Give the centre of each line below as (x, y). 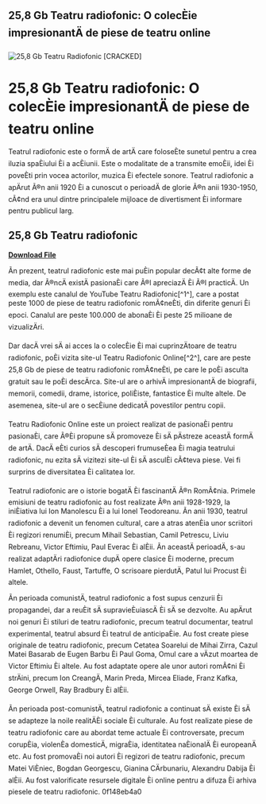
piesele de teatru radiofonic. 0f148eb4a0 (75, 791)
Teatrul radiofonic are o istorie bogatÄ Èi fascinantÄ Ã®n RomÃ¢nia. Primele (132, 490)
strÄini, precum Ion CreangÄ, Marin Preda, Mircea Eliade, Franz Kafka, (123, 678)
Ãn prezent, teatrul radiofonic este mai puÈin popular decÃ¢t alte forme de (130, 270)
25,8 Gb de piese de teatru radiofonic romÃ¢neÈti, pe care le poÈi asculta (128, 369)
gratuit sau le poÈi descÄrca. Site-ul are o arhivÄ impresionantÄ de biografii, (133, 381)
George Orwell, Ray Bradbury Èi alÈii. (69, 690)
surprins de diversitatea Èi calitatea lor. (72, 472)
